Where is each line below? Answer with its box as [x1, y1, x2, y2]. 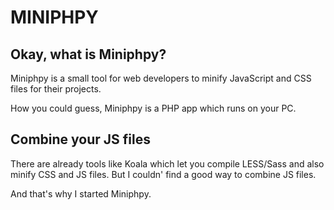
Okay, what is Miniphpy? [10, 46, 167, 63]
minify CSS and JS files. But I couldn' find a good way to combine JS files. [10, 168, 317, 180]
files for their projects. [10, 83, 102, 95]
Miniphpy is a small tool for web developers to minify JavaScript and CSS [10, 72, 312, 84]
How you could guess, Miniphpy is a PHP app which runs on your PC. [10, 102, 297, 114]
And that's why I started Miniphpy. [10, 187, 152, 200]
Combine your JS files [10, 131, 151, 148]
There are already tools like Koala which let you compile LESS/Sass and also [10, 157, 325, 170]
